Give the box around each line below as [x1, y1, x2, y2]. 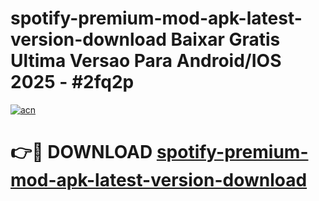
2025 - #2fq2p [10, 71, 135, 94]
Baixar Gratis [170, 28, 281, 51]
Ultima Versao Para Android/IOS [10, 50, 282, 72]
